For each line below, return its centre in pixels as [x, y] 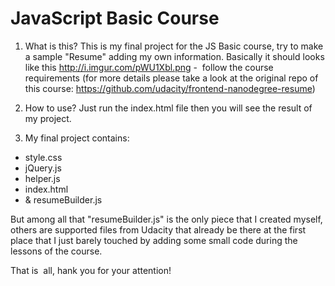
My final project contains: [77, 138]
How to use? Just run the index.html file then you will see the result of [168, 108]
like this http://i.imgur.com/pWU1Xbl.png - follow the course [149, 67]
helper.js [42, 178]
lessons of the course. [56, 251]
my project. [48, 118]
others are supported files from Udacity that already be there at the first [158, 229]
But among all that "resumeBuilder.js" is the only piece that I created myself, [166, 219]
